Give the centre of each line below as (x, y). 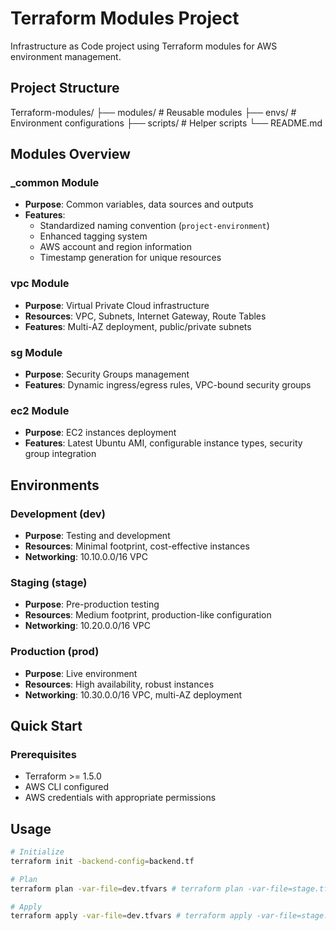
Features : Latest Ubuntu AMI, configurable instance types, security (163, 443)
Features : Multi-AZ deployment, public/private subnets (138, 326)
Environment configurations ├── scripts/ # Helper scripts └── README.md (166, 123)
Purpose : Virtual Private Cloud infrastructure (117, 305)
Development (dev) (58, 514)
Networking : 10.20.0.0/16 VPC (87, 626)
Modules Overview (70, 154)
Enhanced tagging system (93, 236)
